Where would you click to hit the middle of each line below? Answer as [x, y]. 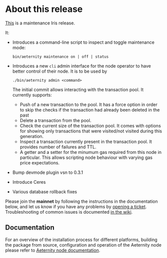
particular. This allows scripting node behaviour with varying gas [86, 157]
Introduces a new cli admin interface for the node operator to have [82, 66]
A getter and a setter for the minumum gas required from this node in [91, 152]
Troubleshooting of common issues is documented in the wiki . [69, 212]
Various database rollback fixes [45, 192]
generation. [32, 136]
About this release [44, 9]
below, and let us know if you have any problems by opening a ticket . [76, 206]
